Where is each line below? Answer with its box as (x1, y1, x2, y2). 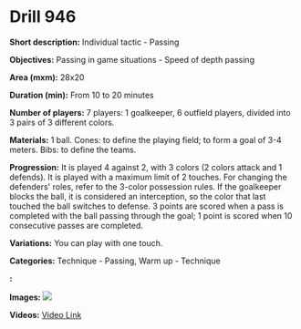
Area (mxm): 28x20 (9, 71, 85, 83)
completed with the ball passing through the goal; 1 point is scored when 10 (9, 210, 293, 221)
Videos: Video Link (9, 309, 82, 320)
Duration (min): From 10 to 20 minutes (9, 89, 154, 100)
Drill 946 (9, 6, 77, 27)
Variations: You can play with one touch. (9, 237, 163, 248)
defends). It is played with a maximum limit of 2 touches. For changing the (9, 171, 287, 182)
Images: (9, 292, 41, 303)
